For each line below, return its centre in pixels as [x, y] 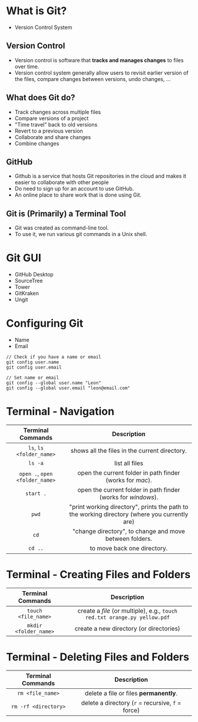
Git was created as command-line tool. [62, 228]
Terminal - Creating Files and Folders [98, 575]
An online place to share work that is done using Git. [78, 195]
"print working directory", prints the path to [129, 507]
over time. [27, 66]
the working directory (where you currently [129, 514]
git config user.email [34, 368]
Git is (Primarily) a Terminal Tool [66, 213]
